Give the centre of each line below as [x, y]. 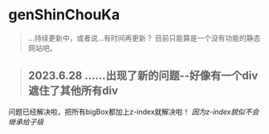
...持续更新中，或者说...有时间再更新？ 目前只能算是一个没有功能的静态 [144, 38]
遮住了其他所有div [73, 91]
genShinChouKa [64, 15]
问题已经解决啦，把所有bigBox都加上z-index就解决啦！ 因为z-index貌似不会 [134, 112]
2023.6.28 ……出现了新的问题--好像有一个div [143, 76]
